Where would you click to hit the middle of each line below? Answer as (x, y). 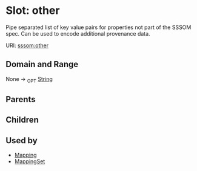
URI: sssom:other (27, 45)
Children (22, 120)
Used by (22, 140)
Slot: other (33, 11)
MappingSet (30, 161)
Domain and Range (42, 64)
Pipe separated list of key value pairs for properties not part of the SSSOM (98, 27)
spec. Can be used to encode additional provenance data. (78, 33)
